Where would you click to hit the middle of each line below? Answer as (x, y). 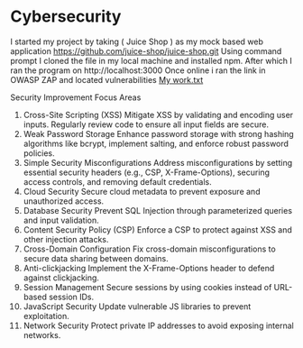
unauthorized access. (64, 201)
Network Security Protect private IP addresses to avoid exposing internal (158, 325)
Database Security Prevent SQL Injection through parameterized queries (157, 210)
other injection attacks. (66, 239)
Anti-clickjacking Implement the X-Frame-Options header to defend (149, 268)
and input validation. (61, 220)
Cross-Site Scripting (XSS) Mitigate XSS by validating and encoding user (158, 114)
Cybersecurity (66, 17)
